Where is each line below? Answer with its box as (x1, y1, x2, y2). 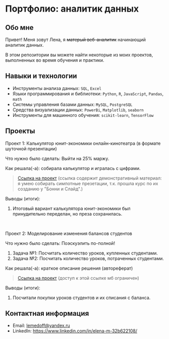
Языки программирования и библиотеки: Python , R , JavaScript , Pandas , (12, 91, 164, 97)
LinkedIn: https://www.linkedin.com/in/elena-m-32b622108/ (12, 328, 138, 334)
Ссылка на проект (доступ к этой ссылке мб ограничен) (17, 275, 140, 281)
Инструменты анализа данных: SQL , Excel (12, 85, 102, 91)
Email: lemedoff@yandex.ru (12, 322, 70, 329)
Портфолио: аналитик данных (5, 3, 139, 15)
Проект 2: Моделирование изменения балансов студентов (5, 230, 133, 236)
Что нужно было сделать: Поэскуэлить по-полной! (5, 240, 115, 246)
